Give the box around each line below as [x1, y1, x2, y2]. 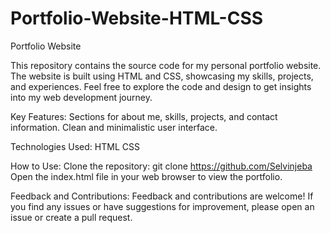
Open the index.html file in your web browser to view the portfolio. [10, 170, 283, 182]
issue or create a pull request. [10, 211, 133, 223]
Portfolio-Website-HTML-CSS [10, 7, 264, 30]
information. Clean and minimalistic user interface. [10, 121, 218, 133]
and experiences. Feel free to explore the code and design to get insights [10, 80, 312, 92]
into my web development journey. [10, 91, 153, 103]
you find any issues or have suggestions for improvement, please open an [10, 200, 315, 212]
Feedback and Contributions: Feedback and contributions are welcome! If [10, 190, 314, 202]
